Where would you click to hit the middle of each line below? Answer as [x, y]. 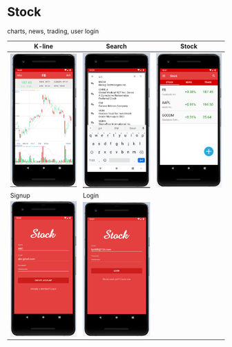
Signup [20, 195]
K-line [44, 46]
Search [117, 46]
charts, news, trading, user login [53, 31]
